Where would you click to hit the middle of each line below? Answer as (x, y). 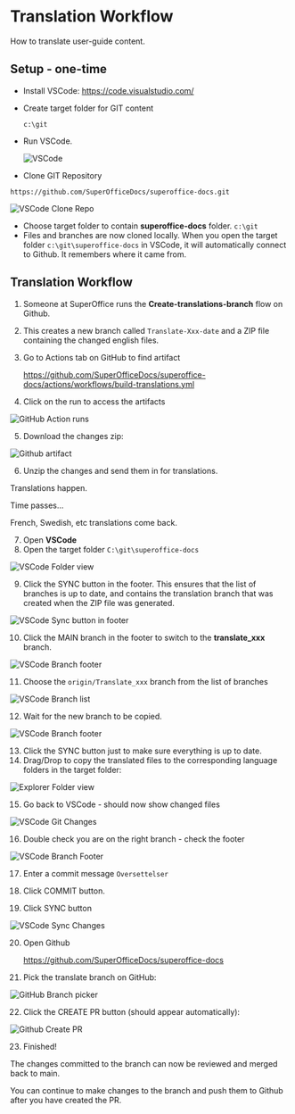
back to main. (35, 1073)
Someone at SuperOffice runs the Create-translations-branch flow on (153, 303)
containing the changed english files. (91, 340)
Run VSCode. (48, 141)
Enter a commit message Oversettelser (95, 873)
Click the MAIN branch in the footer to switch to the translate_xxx (144, 637)
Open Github (46, 943)
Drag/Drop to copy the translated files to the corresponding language (150, 760)
